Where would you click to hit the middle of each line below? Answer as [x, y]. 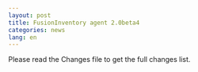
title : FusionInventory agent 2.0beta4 [74, 23]
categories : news [37, 30]
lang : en [23, 37]
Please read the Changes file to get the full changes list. [99, 59]
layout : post [30, 15]
